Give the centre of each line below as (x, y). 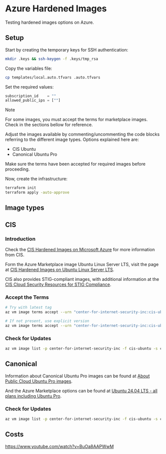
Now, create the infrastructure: (36, 179)
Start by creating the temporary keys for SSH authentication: (67, 49)
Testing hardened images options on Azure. (50, 22)
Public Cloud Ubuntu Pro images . (39, 381)
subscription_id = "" (31, 96)
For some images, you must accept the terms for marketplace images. (77, 120)
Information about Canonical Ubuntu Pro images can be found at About (77, 376)
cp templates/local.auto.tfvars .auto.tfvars (53, 77)
